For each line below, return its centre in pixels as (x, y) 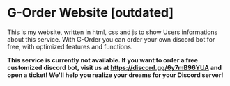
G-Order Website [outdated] (91, 13)
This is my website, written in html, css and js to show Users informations (113, 32)
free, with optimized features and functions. (70, 46)
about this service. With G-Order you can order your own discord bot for (111, 39)
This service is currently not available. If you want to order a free (103, 60)
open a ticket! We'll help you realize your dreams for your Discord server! (115, 75)
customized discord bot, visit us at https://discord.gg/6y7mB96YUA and (114, 67)
